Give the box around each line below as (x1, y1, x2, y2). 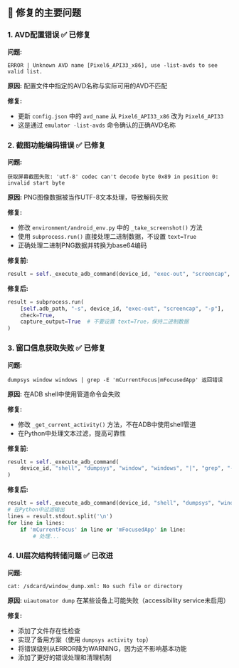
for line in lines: (7, 519, 65, 526)
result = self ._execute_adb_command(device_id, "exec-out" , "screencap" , (7, 270, 231, 277)
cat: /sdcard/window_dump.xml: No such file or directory (7, 582, 183, 590)
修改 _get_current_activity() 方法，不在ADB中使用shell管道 (17, 420, 196, 428)
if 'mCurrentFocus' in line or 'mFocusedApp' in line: (20, 526, 186, 533)
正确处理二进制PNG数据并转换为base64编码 (17, 241, 147, 250)
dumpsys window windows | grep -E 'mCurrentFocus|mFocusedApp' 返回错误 (7, 376, 223, 384)
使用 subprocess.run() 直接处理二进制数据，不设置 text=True (17, 232, 197, 240)
